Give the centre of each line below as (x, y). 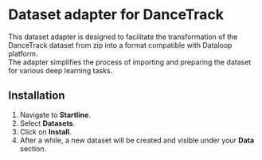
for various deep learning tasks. (61, 70)
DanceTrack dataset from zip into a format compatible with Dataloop (120, 45)
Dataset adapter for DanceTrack (116, 15)
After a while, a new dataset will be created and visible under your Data (137, 140)
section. (33, 148)
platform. (23, 53)
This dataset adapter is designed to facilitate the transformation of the (123, 37)
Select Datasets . (47, 123)
